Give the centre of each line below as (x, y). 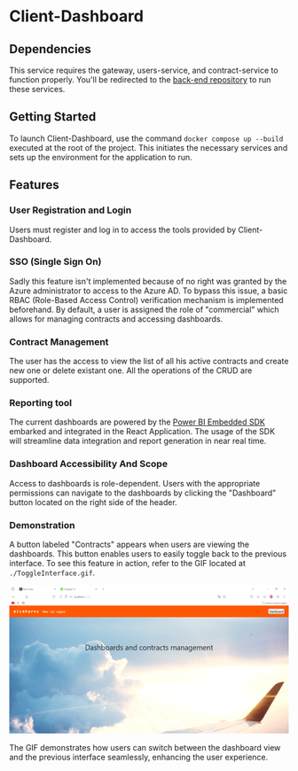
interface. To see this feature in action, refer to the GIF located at (128, 563)
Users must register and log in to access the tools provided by (123, 230)
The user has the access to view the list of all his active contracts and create (149, 362)
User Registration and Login (71, 210)
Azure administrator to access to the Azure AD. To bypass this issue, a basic (149, 291)
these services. (37, 89)
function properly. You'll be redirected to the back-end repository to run (140, 80)
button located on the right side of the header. (93, 502)
